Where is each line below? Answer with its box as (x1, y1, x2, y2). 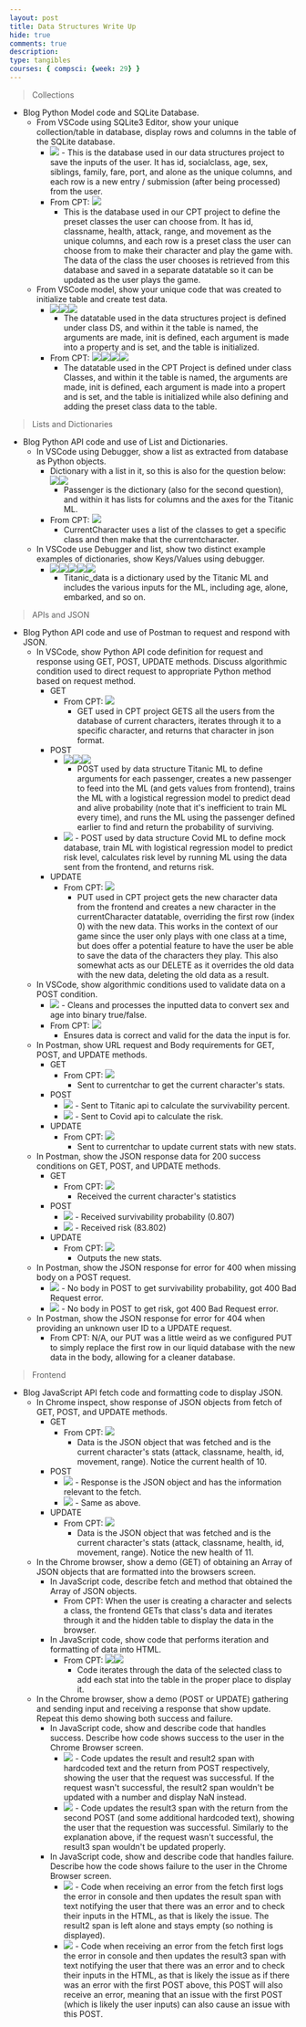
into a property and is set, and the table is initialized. (63, 341, 260, 352)
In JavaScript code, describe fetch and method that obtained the (49, 1576, 293, 1587)
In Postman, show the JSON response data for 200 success (36, 1150, 261, 1161)
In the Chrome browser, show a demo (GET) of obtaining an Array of (36, 1556, 293, 1567)
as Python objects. (36, 456, 107, 467)
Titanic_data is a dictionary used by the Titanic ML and (63, 572, 269, 583)
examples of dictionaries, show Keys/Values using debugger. (36, 553, 266, 564)
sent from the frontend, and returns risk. (63, 861, 215, 872)
